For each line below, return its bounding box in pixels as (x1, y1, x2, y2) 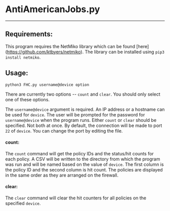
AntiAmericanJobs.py (5, 4, 100, 15)
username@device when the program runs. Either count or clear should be (5, 117, 157, 123)
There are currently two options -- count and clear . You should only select (5, 91, 160, 97)
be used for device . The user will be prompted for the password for (5, 111, 145, 117)
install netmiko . (5, 54, 41, 60)
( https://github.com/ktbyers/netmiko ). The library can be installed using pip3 (5, 49, 165, 55)
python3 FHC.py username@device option (5, 82, 90, 87)
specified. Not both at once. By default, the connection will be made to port (5, 122, 162, 129)
